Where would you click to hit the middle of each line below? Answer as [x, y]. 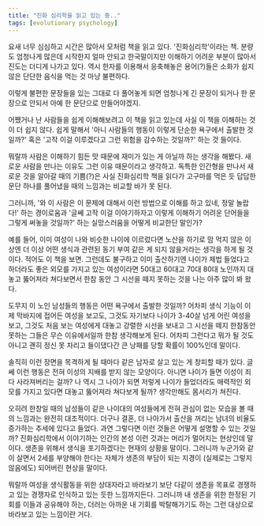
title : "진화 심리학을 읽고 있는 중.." [64, 15]
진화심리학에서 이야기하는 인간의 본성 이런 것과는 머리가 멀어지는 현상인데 [132, 438]
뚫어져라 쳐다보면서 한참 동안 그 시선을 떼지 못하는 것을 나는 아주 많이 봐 [133, 278]
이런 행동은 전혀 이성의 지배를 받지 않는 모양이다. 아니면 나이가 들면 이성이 [130, 372]
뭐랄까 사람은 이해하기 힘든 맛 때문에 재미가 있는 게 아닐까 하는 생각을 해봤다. [126, 156]
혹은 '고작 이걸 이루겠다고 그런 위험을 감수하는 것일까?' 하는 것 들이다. [135, 139]
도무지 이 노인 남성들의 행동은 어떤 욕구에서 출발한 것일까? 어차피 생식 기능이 [125, 305]
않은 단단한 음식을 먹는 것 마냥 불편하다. [69, 76]
